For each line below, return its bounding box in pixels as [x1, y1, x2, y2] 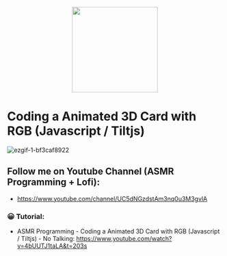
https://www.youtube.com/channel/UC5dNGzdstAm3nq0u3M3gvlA [16, 194, 208, 203]
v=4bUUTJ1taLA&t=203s [16, 242, 88, 250]
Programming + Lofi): [7, 177, 101, 188]
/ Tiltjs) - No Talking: [16, 235, 75, 243]
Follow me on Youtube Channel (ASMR [7, 166, 174, 177]
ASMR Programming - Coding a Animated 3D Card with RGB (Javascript [16, 227, 220, 235]
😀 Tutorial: [7, 212, 45, 221]
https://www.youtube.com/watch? [76, 235, 172, 243]
